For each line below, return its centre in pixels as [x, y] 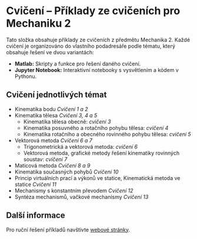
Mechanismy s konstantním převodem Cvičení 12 [74, 191]
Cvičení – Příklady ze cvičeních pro [93, 11]
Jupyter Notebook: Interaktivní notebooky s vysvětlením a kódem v [97, 70]
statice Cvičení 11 [36, 184]
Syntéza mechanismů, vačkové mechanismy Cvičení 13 [81, 197]
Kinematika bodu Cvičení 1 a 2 [51, 109]
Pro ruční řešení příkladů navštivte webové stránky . [68, 230]
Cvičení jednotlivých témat [56, 95]
